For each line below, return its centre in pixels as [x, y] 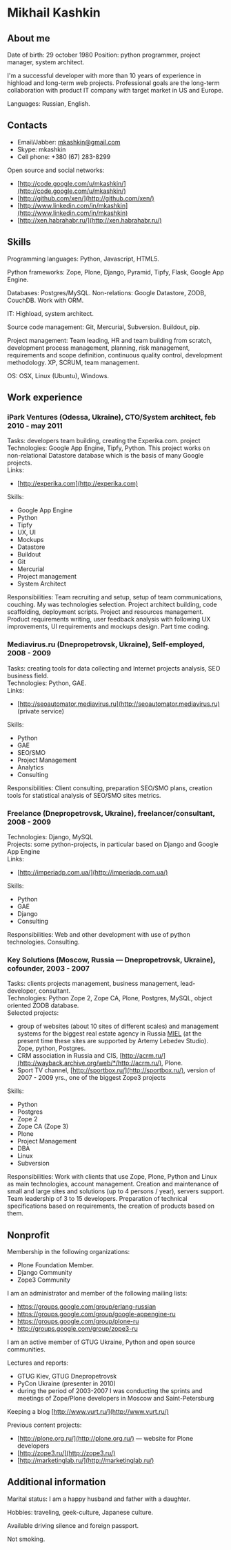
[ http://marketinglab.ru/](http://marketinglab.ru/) [86, 1461]
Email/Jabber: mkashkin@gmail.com [69, 142]
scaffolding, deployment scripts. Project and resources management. [106, 612]
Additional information [57, 1482]
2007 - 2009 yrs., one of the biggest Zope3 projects [91, 1078]
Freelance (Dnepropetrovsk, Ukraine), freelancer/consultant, [111, 813]
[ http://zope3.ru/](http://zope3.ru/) [66, 1453]
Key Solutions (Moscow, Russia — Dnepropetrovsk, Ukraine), [111, 960]
